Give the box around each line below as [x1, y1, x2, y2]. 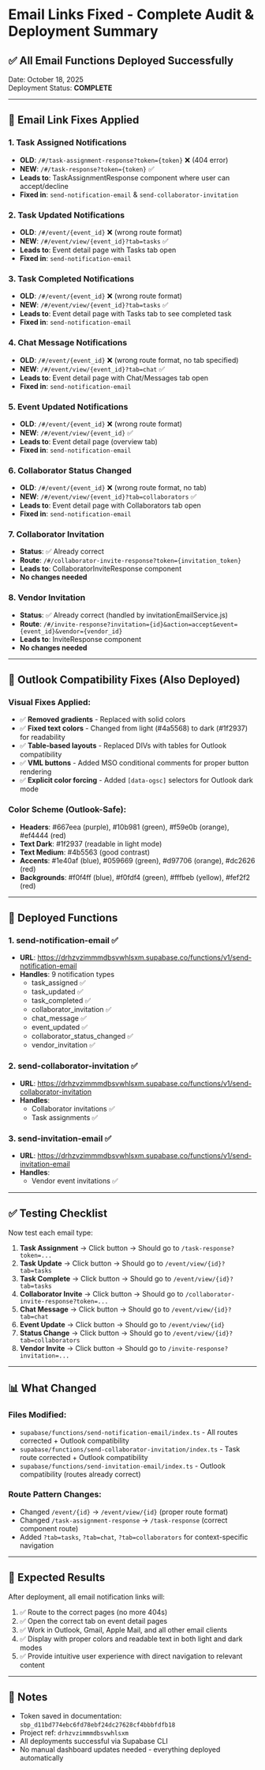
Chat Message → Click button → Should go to [19, 1304, 170, 1314]
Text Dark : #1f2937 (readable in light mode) [19, 839, 162, 848]
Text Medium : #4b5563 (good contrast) [19, 847, 150, 857]
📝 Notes [8, 1690, 48, 1704]
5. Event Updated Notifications [8, 401, 129, 412]
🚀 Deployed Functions [8, 911, 118, 925]
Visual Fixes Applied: [8, 697, 91, 708]
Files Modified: [8, 1410, 67, 1421]
